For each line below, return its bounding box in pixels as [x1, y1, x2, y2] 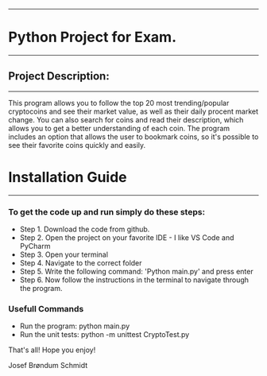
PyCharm [19, 241, 51, 250]
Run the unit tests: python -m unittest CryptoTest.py [19, 330, 190, 339]
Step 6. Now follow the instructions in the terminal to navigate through [19, 275, 249, 285]
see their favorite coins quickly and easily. [8, 140, 146, 149]
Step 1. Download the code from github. [19, 224, 150, 234]
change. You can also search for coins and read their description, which [8, 114, 244, 124]
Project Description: [8, 69, 110, 83]
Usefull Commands [8, 303, 84, 314]
